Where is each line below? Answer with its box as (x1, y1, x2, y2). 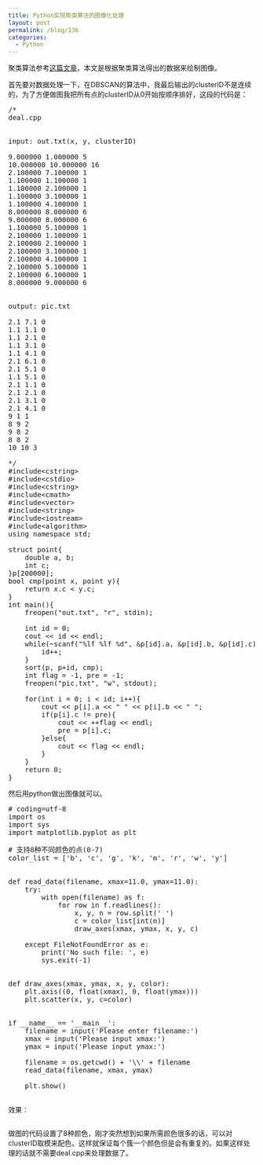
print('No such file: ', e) (41, 948, 149, 957)
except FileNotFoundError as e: (24, 940, 149, 949)
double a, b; (24, 553, 75, 562)
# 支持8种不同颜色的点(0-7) (8, 845, 104, 855)
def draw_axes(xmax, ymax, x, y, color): (8, 980, 170, 988)
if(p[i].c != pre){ (41, 710, 116, 720)
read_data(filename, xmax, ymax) (24, 1066, 154, 1075)
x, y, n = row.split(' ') (74, 909, 174, 918)
